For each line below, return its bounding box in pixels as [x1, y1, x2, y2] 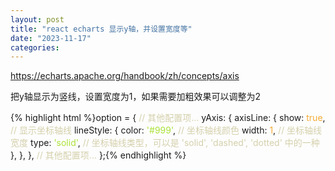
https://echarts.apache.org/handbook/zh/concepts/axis [10, 70, 240, 82]
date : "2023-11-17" [10, 33, 92, 43]
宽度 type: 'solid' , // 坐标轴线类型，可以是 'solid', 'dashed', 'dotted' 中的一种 [10, 137, 320, 149]
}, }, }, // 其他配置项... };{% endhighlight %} [10, 149, 187, 161]
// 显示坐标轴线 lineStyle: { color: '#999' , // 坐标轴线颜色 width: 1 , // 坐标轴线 [10, 124, 323, 136]
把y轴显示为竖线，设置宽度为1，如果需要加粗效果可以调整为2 [10, 91, 262, 103]
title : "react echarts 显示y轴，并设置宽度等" [10, 24, 193, 34]
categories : [10, 42, 60, 53]
